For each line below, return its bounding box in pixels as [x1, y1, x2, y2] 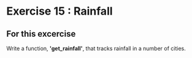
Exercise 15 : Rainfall [6, 4, 113, 18]
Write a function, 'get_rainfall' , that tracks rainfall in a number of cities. [6, 45, 186, 52]
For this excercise [6, 29, 76, 39]
